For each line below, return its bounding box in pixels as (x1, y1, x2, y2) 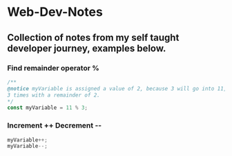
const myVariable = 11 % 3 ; (7, 104, 88, 111)
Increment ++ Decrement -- (7, 121, 102, 130)
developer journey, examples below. (7, 42, 166, 54)
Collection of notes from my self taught (7, 32, 180, 43)
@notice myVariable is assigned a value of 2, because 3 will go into (7, 85, 215, 92)
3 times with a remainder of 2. (7, 91, 100, 99)
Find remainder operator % (7, 63, 100, 72)
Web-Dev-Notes (7, 4, 104, 20)
